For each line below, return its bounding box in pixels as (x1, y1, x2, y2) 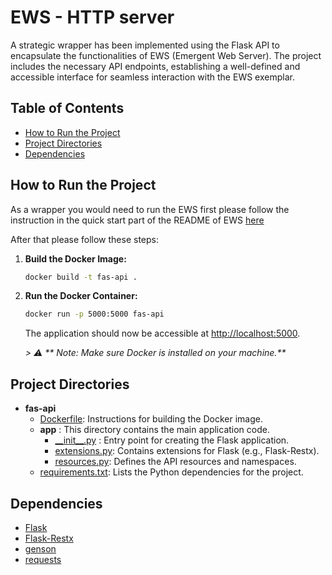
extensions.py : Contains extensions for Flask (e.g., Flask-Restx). (54, 445, 320, 457)
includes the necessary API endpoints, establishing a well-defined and (10, 60, 301, 72)
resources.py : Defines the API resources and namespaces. (54, 456, 297, 468)
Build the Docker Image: (24, 252, 127, 265)
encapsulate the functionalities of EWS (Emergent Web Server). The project (10, 49, 322, 61)
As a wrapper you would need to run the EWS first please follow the (10, 203, 290, 215)
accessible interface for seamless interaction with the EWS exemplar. (10, 71, 295, 83)
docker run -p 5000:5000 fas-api (24, 309, 165, 320)
